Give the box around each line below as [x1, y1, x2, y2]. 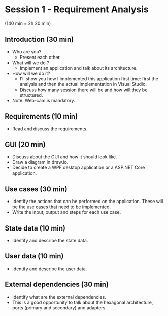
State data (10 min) [5, 224, 66, 233]
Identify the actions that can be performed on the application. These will [12, 198, 163, 205]
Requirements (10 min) [5, 112, 78, 121]
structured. [19, 92, 43, 98]
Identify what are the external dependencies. [12, 294, 106, 300]
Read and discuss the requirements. [12, 126, 88, 132]
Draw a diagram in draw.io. [12, 159, 69, 165]
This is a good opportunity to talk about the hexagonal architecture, [12, 299, 153, 305]
